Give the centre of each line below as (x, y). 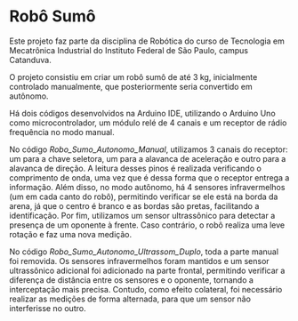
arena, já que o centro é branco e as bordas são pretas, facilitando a (134, 205)
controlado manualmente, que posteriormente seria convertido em (131, 86)
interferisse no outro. (48, 308)
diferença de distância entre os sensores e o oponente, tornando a (131, 280)
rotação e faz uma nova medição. (71, 234)
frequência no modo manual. (62, 132)
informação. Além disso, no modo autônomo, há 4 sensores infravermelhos (147, 187)
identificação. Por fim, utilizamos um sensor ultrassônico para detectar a (142, 215)
